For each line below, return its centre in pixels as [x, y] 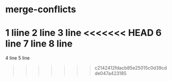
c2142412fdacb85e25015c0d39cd [131, 68]
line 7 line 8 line [39, 44]
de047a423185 [111, 73]
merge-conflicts [41, 9]
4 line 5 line [17, 58]
